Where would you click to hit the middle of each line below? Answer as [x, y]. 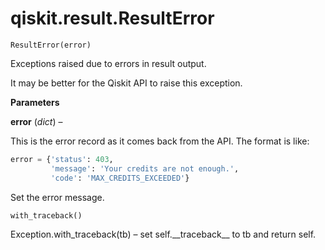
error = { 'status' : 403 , [62, 159]
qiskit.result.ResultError [112, 18]
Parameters [35, 102]
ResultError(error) [51, 45]
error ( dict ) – [36, 121]
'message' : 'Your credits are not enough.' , [145, 168]
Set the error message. [57, 197]
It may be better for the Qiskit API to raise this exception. [126, 83]
